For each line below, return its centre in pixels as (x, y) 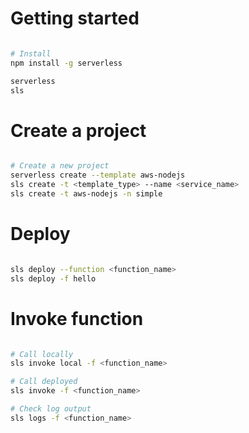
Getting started (75, 18)
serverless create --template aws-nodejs (98, 175)
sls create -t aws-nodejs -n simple (86, 194)
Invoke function (77, 318)
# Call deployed (44, 382)
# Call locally (42, 354)
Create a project (78, 130)
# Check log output (51, 409)
